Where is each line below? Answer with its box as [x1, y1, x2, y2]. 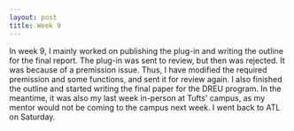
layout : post [9, 12, 58, 22]
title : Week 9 [9, 21, 62, 30]
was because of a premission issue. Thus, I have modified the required [9, 64, 267, 75]
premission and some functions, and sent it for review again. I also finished [9, 73, 282, 84]
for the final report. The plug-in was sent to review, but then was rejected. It [9, 55, 285, 65]
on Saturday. [9, 112, 56, 122]
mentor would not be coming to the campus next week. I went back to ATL [9, 102, 281, 112]
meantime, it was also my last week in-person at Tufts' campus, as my [9, 92, 266, 103]
